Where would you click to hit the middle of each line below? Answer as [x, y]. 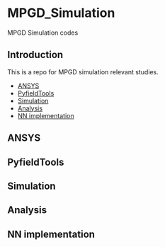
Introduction [35, 55]
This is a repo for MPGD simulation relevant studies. [83, 71]
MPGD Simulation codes [43, 33]
